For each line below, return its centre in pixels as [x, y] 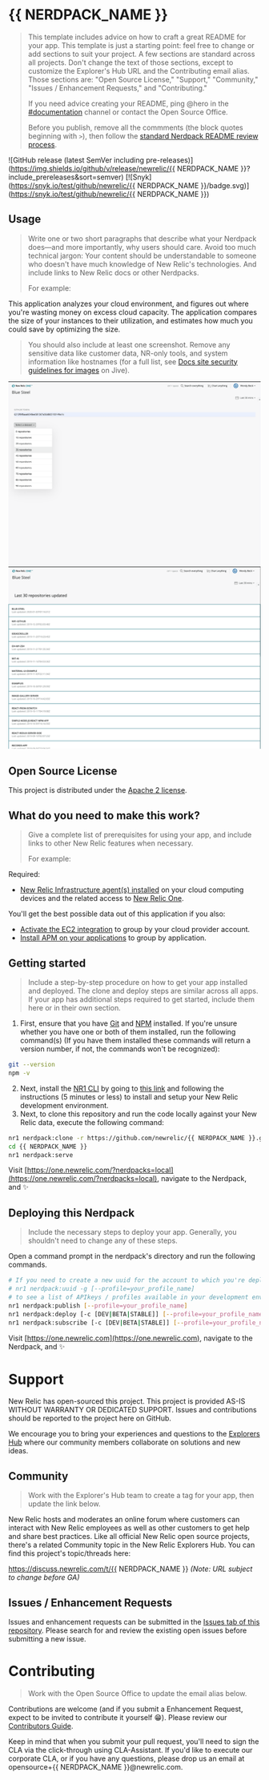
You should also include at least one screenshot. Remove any [129, 344]
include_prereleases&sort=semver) [66, 177]
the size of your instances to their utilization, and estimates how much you [131, 320]
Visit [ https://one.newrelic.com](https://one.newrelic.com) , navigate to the [131, 1338]
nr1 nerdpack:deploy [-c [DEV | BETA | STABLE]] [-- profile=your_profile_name [136, 1314]
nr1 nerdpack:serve [41, 1155]
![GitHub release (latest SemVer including [76, 160]
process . [42, 144]
